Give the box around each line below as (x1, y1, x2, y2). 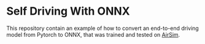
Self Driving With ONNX (6, 4, 130, 18)
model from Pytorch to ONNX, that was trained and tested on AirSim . (6, 31, 180, 38)
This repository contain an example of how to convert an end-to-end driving (6, 24, 199, 32)
